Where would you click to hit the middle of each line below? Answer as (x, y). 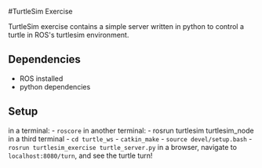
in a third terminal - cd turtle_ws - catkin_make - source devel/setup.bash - (130, 139)
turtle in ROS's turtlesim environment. (69, 35)
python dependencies (55, 86)
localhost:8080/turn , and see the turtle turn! (80, 155)
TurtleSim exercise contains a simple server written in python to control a (126, 26)
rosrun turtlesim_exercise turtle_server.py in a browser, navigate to (123, 147)
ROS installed (41, 79)
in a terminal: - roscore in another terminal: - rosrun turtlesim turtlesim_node (131, 130)
